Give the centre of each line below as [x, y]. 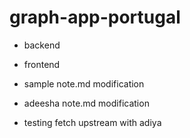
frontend [42, 64]
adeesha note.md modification [86, 103]
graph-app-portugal [95, 17]
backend [42, 45]
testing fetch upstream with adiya [92, 122]
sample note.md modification [84, 83]
